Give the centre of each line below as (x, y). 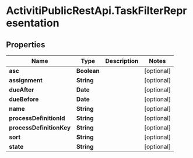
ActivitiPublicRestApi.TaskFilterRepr (97, 11)
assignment (26, 80)
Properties (26, 45)
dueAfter (22, 90)
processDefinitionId (37, 118)
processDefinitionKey (40, 128)
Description (122, 61)
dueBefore (24, 99)
